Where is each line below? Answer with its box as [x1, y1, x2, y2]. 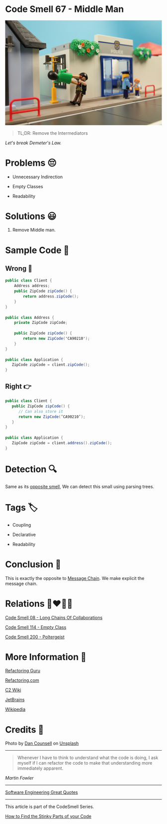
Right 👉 [5, 382, 32, 390]
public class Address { [5, 315, 55, 320]
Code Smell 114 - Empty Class [5, 624, 67, 630]
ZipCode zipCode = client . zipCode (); [11, 362, 90, 367]
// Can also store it [18, 409, 64, 414]
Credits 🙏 [5, 724, 44, 735]
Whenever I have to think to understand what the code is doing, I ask [17, 755, 159, 761]
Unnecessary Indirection [12, 174, 63, 180]
